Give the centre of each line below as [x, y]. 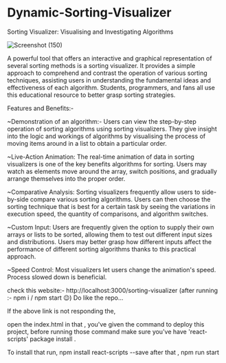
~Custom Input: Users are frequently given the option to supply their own [111, 227]
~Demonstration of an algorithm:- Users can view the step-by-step [102, 121]
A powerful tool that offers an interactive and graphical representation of [110, 58]
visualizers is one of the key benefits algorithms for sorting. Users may [107, 164]
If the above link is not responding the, [61, 311]
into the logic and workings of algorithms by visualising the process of [106, 136]
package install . [53, 339]
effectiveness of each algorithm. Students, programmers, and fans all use [111, 87]
